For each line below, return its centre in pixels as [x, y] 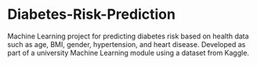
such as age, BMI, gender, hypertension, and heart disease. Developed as [127, 44]
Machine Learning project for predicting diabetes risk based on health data [128, 36]
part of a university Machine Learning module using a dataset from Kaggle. [128, 52]
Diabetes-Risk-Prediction [91, 14]
